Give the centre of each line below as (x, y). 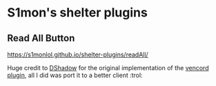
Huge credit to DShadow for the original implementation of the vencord (108, 68)
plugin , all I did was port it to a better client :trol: (75, 75)
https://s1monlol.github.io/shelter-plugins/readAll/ (78, 54)
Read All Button (41, 38)
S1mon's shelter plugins (78, 13)
